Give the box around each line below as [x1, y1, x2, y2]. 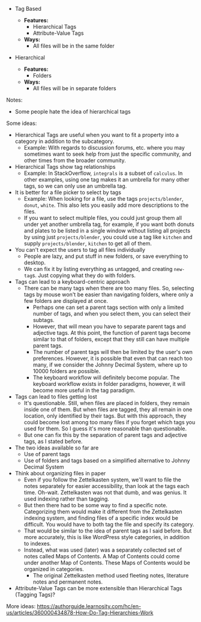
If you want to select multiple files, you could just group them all [23, 215, 182, 221]
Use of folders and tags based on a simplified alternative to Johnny [23, 457, 190, 464]
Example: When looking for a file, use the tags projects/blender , [23, 195, 184, 202]
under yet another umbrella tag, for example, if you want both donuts [23, 221, 195, 228]
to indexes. [23, 540, 52, 547]
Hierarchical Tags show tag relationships [14, 163, 116, 170]
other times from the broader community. [23, 157, 126, 164]
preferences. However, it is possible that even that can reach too [32, 355, 193, 362]
